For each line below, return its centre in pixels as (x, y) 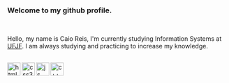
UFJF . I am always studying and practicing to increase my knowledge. (108, 46)
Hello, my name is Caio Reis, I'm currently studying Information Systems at (114, 39)
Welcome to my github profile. (60, 10)
